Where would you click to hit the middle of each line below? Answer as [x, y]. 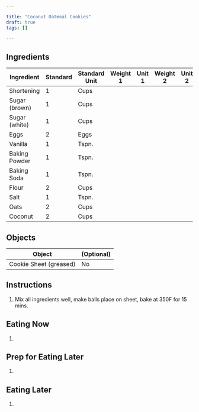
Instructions [29, 285]
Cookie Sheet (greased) [42, 264]
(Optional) [96, 254]
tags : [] [17, 28]
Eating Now [28, 324]
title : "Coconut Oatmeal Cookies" [49, 17]
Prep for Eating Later [45, 357]
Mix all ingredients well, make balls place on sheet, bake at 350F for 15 [101, 299]
